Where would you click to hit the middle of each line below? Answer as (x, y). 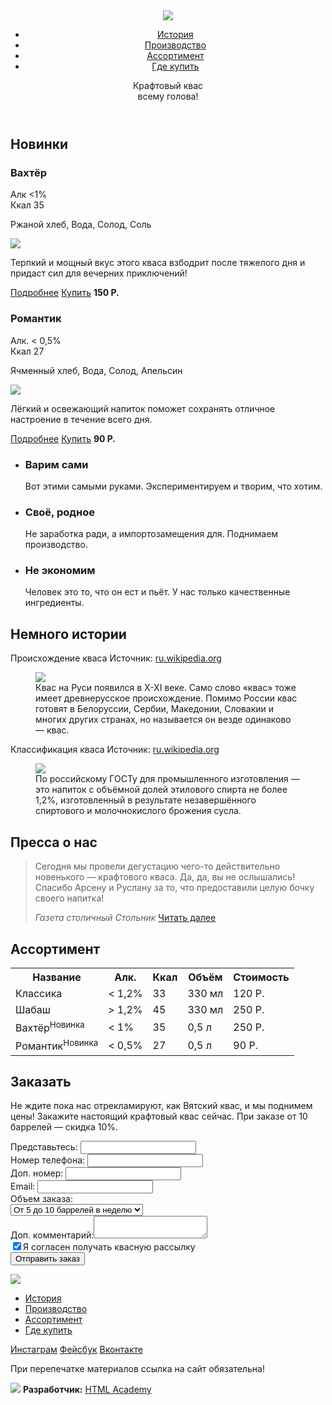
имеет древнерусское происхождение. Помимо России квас (166, 698)
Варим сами (56, 464)
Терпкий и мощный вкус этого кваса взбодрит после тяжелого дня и (158, 263)
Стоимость (261, 977)
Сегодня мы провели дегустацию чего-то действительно (157, 866)
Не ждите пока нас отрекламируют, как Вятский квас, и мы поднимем (161, 1106)
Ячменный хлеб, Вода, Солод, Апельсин (96, 370)
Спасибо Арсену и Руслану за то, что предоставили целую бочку (174, 888)
